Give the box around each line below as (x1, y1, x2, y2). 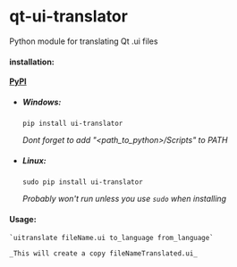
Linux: (21, 154, 47, 166)
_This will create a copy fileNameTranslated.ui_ (9, 249, 199, 258)
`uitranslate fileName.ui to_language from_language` (9, 234, 215, 243)
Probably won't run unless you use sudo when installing (21, 194, 226, 204)
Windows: (21, 96, 62, 107)
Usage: (9, 213, 38, 224)
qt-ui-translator (9, 6, 128, 27)
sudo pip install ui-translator (21, 178, 143, 187)
